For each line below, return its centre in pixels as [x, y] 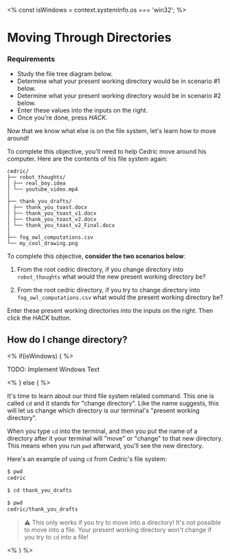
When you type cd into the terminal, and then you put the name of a [102, 431]
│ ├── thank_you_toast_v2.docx [52, 220]
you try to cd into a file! [56, 537]
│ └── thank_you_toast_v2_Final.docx [61, 226]
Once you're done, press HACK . [62, 118]
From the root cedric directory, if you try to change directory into [108, 290]
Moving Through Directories [89, 38]
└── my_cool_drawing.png [43, 244]
